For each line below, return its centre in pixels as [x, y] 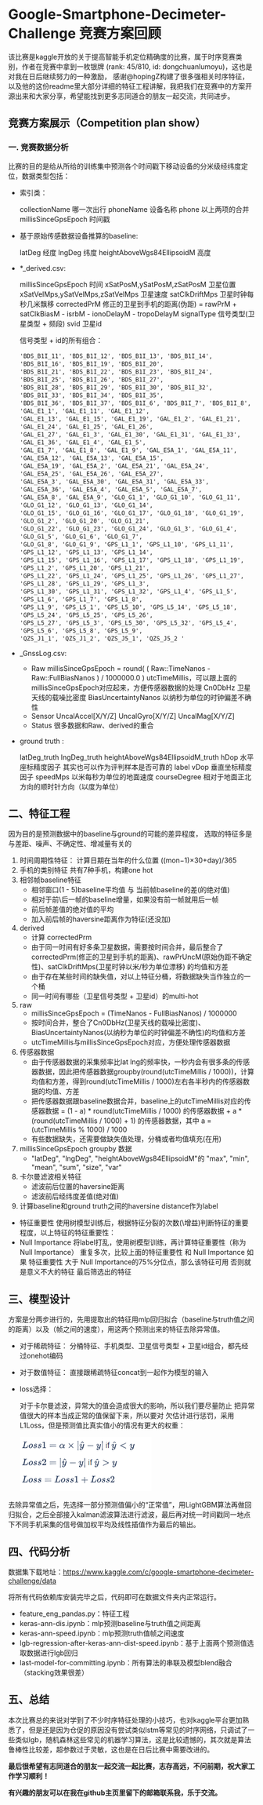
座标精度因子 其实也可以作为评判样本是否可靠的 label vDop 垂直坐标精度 [135, 767]
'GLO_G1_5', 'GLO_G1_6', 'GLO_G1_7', [81, 536]
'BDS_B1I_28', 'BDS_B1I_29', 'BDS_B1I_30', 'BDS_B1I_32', [116, 387]
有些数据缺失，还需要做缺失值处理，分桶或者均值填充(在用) [126, 1139]
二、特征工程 [39, 814]
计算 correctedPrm [61, 937]
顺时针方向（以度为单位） [81, 786]
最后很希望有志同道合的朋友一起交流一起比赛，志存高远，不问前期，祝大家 [128, 1766]
